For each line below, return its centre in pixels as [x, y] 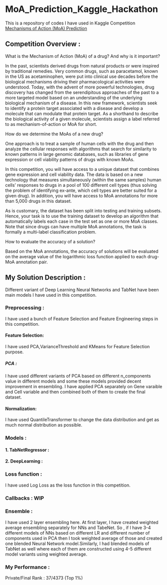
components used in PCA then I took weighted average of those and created [84, 538]
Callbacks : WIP [25, 498]
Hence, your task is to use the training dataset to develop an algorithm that [82, 216]
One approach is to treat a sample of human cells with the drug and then [80, 143]
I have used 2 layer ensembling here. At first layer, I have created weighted [82, 522]
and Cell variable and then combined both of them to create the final [75, 392]
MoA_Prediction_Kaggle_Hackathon [82, 9]
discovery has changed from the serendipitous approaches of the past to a [82, 92]
